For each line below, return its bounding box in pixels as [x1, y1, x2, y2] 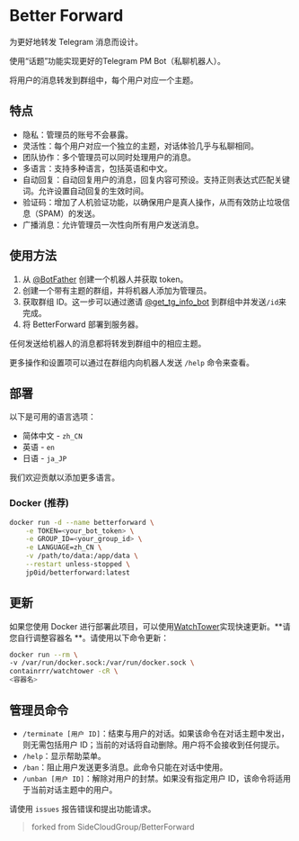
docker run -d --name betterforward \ [9, 518, 154, 527]
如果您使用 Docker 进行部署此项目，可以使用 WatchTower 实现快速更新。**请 [9, 620, 291, 631]
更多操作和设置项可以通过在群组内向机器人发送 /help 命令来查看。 [9, 357, 254, 367]
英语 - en [22, 442, 56, 453]
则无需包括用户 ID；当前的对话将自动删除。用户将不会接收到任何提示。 [22, 739, 285, 750]
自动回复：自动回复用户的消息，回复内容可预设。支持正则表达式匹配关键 [22, 174, 290, 185]
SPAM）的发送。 [38, 208, 101, 219]
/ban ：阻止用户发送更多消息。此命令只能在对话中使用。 [22, 762, 228, 773]
